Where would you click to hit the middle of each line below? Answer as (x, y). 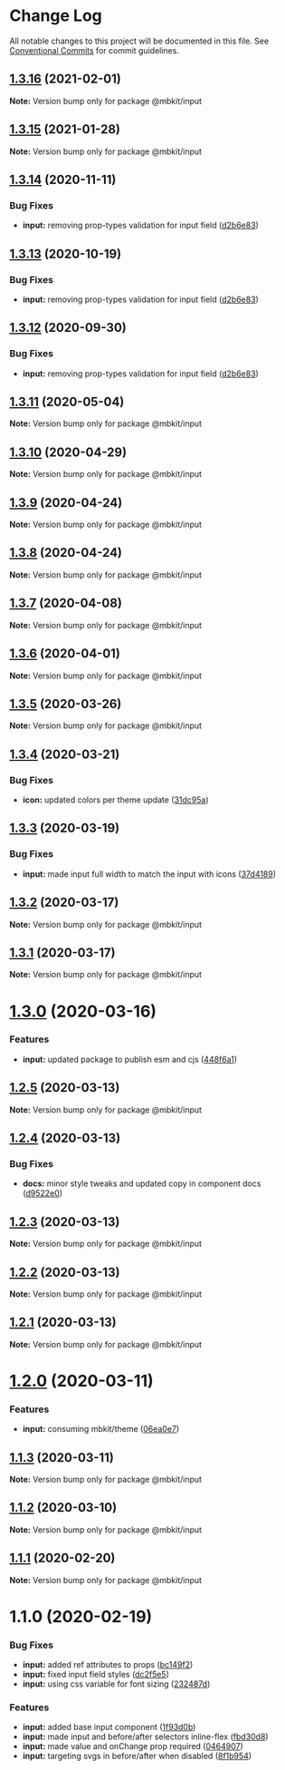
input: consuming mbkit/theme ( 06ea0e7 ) (101, 1429)
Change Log (56, 16)
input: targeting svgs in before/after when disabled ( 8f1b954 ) (137, 1756)
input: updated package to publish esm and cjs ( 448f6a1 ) (130, 1059)
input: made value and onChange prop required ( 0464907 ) (133, 1746)
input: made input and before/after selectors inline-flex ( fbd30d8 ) (145, 1736)
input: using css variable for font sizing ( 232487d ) (116, 1684)
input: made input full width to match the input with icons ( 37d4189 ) (149, 874)
